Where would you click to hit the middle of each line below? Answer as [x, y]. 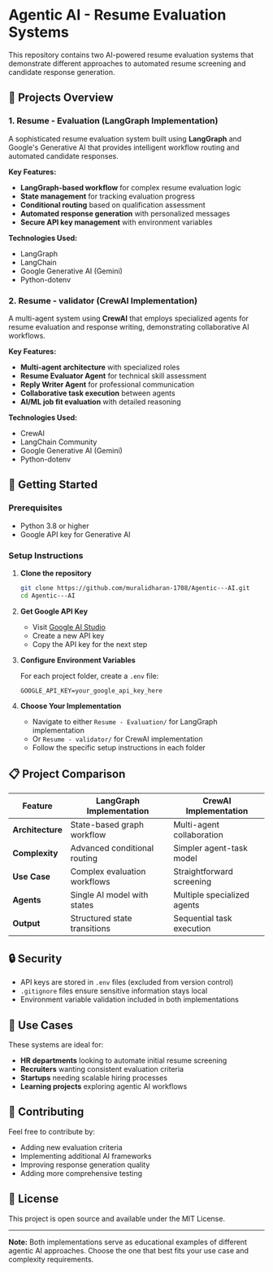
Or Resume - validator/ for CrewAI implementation [117, 739]
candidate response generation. [62, 72]
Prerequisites [35, 508]
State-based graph [107, 825]
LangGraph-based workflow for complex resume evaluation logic [131, 187]
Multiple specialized [212, 895]
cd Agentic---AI [48, 596]
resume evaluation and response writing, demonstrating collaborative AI [129, 326]
